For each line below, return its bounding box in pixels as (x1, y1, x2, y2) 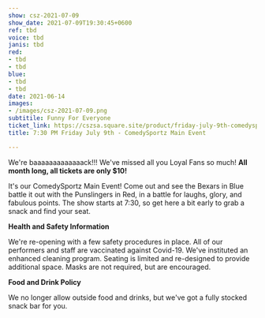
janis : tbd (8, 41, 44, 49)
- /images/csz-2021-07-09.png (8, 107, 108, 115)
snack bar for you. (8, 301, 68, 310)
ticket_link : (8, 122, 51, 129)
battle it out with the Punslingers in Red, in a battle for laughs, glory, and (8, 189, 242, 199)
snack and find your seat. (8, 206, 91, 215)
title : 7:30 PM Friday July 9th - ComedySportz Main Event (8, 129, 207, 137)
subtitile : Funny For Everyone (8, 114, 111, 122)
